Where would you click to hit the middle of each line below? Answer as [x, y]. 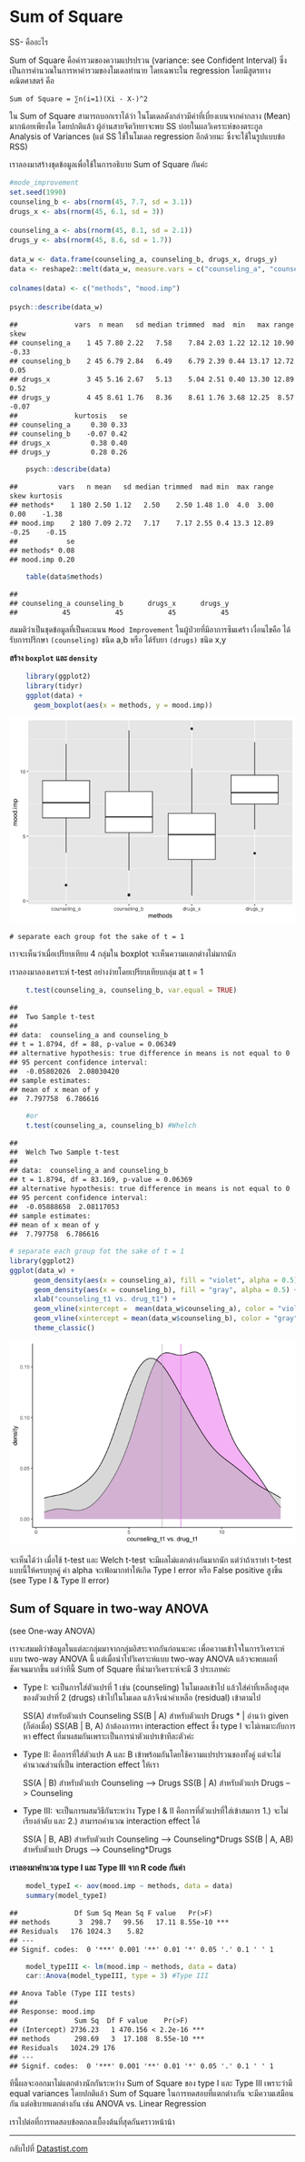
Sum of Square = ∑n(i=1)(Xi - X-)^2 [79, 99]
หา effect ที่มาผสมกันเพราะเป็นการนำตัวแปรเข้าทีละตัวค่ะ [108, 1736]
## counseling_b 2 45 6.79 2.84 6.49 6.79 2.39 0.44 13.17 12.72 [152, 361]
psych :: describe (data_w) [56, 308]
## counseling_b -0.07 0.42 [69, 434]
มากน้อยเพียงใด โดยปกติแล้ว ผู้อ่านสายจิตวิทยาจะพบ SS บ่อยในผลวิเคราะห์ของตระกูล [136, 126]
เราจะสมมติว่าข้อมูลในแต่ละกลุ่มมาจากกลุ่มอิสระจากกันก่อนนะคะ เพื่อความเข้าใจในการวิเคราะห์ [147, 1648]
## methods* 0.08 [42, 551]
